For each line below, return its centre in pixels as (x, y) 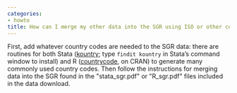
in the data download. (39, 84)
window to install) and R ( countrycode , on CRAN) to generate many (105, 62)
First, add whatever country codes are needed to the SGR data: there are (113, 47)
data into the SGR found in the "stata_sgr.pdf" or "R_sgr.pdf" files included (115, 76)
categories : (25, 14)
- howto (19, 20)
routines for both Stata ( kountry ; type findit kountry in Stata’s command (114, 54)
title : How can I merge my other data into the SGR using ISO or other (115, 27)
